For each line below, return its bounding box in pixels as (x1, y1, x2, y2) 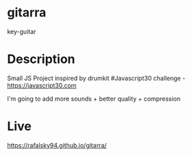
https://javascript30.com (7, 81, 77, 90)
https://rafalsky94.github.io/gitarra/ (7, 141, 107, 149)
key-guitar (7, 27, 36, 36)
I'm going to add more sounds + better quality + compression (7, 94, 181, 103)
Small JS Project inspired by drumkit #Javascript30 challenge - (7, 74, 186, 82)
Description (7, 51, 75, 67)
